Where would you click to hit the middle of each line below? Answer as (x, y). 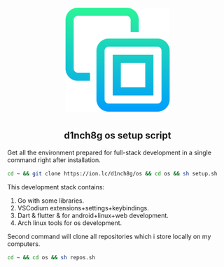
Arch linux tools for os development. (70, 223)
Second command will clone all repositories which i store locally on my (109, 236)
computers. (24, 244)
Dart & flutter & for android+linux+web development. (93, 215)
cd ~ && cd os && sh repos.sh (51, 257)
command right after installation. (54, 160)
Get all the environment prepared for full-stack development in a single (110, 152)
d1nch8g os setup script (118, 136)
